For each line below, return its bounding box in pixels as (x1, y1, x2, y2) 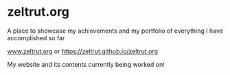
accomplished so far (7, 33, 65, 42)
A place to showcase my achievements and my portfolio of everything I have (7, 27, 223, 35)
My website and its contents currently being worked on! (7, 60, 165, 68)
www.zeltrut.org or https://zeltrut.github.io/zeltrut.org (7, 47, 159, 55)
